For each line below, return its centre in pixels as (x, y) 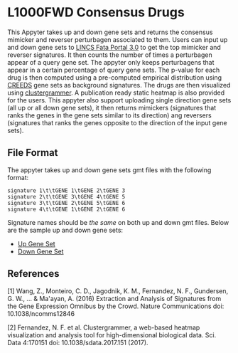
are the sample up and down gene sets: (65, 230)
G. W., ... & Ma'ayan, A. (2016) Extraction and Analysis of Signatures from (114, 298)
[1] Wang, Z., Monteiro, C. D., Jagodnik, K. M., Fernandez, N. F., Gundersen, (118, 291)
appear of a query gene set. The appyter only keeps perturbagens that (111, 62)
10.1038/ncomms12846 (41, 313)
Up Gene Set (36, 243)
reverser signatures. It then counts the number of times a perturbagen (110, 55)
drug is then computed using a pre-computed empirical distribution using (115, 77)
